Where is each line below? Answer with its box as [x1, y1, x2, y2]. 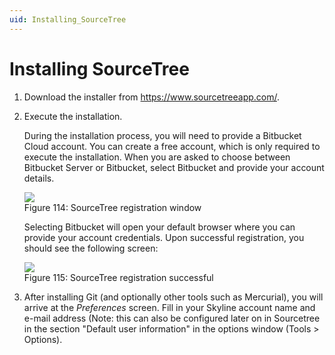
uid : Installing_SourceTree [9, 14, 127, 25]
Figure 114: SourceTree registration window [23, 201, 202, 213]
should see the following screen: [23, 242, 159, 254]
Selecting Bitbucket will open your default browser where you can [23, 221, 296, 233]
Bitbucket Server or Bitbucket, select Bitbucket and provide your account [23, 161, 325, 173]
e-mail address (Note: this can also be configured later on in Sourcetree [23, 312, 321, 324]
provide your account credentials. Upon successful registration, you [23, 231, 305, 243]
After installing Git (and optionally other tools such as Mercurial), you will [23, 291, 324, 303]
